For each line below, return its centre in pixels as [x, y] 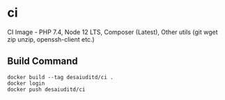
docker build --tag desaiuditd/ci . [60, 77]
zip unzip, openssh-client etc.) [51, 39]
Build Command [42, 61]
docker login [26, 83]
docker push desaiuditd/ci [46, 89]
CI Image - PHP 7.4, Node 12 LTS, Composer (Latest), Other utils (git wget [113, 32]
